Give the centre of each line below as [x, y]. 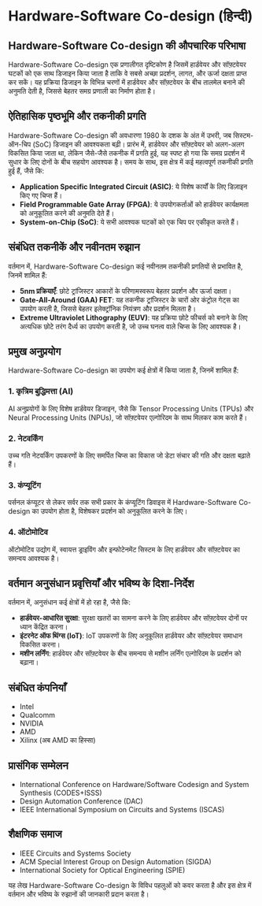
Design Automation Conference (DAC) [81, 801]
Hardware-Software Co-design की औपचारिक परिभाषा [127, 45]
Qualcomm [37, 715]
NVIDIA [31, 723]
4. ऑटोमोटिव [28, 533]
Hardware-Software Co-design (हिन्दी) [131, 16]
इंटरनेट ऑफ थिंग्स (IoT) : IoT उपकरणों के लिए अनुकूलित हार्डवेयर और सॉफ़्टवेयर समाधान [131, 636]
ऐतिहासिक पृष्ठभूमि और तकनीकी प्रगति [77, 116]
